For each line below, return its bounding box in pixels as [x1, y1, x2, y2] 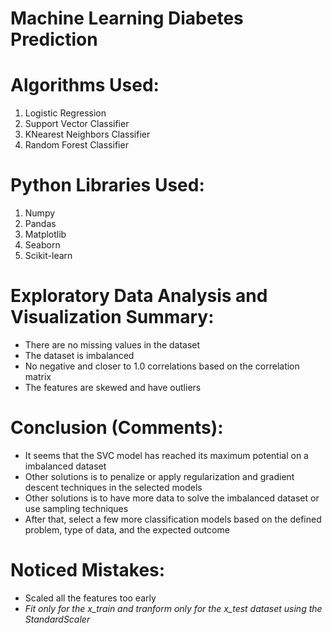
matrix [24, 371, 52, 382]
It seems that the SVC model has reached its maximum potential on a [24, 449, 309, 461]
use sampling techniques [24, 502, 129, 514]
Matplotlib [24, 228, 67, 241]
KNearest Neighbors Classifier [24, 128, 151, 141]
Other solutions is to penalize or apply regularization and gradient [24, 470, 295, 482]
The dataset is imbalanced [24, 350, 135, 361]
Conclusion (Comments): [10, 417, 224, 439]
